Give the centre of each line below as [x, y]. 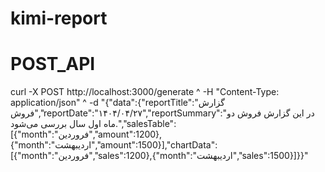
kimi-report [59, 18]
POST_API [53, 64]
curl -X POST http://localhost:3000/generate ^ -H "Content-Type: [145, 92]
